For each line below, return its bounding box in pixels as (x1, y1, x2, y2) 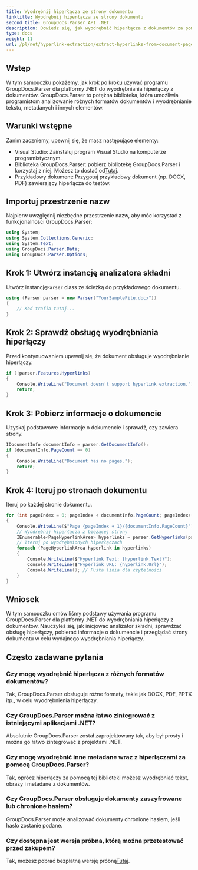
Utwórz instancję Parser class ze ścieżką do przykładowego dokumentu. (6, 283, 181, 290)
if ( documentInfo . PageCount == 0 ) (6, 447, 91, 453)
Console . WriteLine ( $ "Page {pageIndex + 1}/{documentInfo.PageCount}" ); (16, 523, 196, 529)
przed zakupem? (6, 843, 55, 852)
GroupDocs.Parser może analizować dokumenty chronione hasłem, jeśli (6, 815, 181, 822)
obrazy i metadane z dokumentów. (6, 780, 90, 787)
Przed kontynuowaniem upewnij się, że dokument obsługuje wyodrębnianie (6, 352, 190, 359)
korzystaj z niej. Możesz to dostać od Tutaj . (14, 167, 119, 174)
